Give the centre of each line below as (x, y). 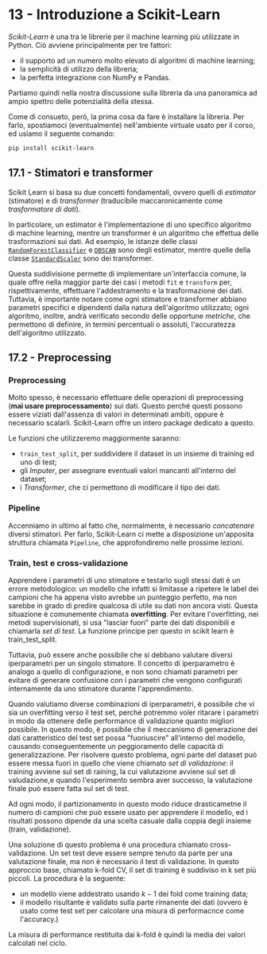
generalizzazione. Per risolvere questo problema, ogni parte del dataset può (133, 754)
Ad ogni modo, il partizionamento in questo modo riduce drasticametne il (128, 804)
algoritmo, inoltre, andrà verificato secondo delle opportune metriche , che (130, 316)
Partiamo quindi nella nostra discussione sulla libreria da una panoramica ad (133, 92)
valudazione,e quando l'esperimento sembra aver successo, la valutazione (130, 780)
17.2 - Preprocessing (60, 358)
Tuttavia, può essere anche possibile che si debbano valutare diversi (120, 654)
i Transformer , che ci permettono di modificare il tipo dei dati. (120, 487)
